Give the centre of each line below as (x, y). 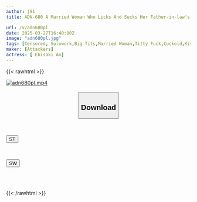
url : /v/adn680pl (27, 28)
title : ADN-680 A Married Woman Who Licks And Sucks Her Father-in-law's (98, 17)
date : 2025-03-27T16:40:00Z (40, 33)
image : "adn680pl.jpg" (34, 39)
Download (98, 107)
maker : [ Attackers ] (30, 49)
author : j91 (21, 11)
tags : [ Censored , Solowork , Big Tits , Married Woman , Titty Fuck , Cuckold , (95, 44)
